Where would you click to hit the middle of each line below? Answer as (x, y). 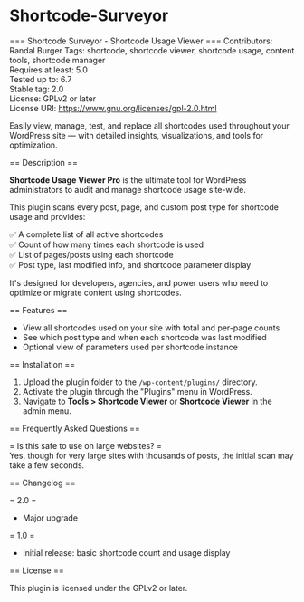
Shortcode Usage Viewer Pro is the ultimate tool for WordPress (128, 180)
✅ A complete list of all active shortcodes (86, 234)
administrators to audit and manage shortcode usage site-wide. (128, 189)
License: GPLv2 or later (53, 98)
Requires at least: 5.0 (49, 70)
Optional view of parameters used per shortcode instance (130, 347)
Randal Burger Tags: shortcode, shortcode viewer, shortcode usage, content (152, 50)
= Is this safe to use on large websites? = (86, 445)
